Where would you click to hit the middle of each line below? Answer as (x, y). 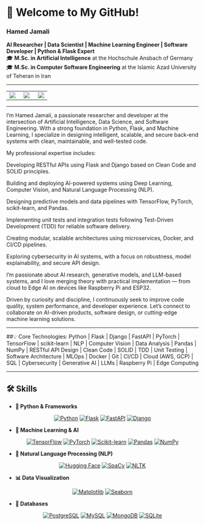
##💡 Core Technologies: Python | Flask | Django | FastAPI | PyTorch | (93, 337)
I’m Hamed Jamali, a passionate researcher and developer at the (88, 115)
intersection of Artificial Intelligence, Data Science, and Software (88, 122)
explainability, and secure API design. (53, 263)
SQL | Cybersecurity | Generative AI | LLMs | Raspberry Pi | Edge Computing (103, 363)
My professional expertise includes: (51, 153)
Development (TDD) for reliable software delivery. (69, 226)
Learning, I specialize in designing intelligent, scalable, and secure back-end (103, 135)
